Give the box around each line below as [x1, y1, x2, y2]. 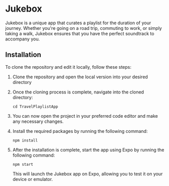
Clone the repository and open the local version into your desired [12, 74, 148, 80]
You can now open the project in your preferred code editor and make [12, 113, 158, 119]
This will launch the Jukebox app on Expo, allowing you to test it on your [12, 170, 163, 177]
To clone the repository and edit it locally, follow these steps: [5, 64, 132, 70]
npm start [12, 162, 34, 167]
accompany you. [5, 36, 40, 42]
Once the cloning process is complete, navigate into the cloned [12, 89, 144, 95]
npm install [12, 137, 38, 143]
